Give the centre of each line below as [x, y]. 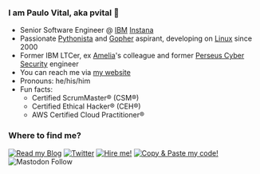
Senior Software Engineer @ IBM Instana [87, 30]
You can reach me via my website [75, 73]
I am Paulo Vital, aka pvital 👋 [64, 13]
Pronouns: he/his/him [55, 81]
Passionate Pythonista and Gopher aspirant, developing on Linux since [136, 38]
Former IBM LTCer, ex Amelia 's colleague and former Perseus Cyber [132, 56]
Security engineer [49, 64]
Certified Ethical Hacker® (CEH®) [86, 106]
